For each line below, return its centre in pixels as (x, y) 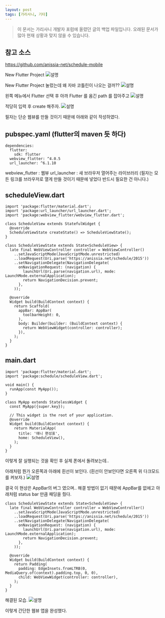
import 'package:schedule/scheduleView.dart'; (54, 376)
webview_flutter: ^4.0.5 (35, 159)
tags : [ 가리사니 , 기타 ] (26, 14)
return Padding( (31, 564)
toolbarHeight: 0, (42, 315)
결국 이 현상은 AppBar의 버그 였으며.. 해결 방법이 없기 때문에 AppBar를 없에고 (80, 488)
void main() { (20, 385)
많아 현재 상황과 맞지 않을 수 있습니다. (53, 35)
